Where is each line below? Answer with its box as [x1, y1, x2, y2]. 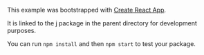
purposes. [7, 27, 37, 34]
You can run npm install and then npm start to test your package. [7, 40, 196, 47]
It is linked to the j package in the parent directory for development [7, 19, 197, 27]
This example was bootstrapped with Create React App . [7, 6, 167, 14]
